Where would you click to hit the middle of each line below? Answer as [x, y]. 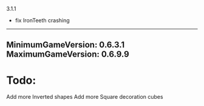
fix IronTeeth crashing [42, 20]
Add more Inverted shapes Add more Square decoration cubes [85, 97]
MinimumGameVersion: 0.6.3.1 [66, 45]
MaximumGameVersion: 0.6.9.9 [68, 55]
